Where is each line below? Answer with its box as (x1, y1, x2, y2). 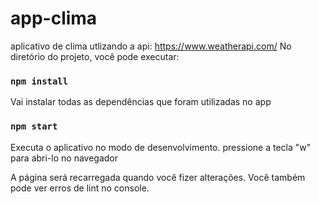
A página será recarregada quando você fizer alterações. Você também (10, 171, 306, 183)
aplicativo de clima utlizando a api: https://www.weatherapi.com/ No (10, 40, 292, 52)
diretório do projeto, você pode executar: (10, 50, 180, 62)
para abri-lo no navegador (10, 152, 119, 164)
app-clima (10, 7, 98, 30)
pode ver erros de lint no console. (10, 182, 150, 194)
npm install (10, 75, 69, 87)
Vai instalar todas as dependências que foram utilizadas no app (10, 96, 272, 108)
